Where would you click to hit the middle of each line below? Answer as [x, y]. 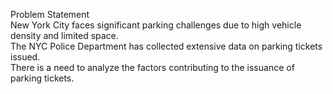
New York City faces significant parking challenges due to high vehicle [156, 25]
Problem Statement [50, 14]
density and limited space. [64, 35]
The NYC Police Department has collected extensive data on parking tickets [166, 46]
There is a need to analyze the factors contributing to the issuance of [152, 67]
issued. [25, 57]
